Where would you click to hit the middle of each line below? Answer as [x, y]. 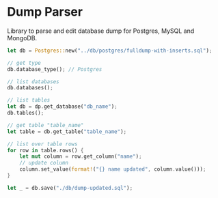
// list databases [33, 82]
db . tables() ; [26, 113]
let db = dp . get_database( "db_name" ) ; [62, 107]
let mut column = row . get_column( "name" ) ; [81, 157]
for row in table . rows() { [45, 150]
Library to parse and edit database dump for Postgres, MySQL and [101, 31]
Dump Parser [45, 12]
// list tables [29, 100]
